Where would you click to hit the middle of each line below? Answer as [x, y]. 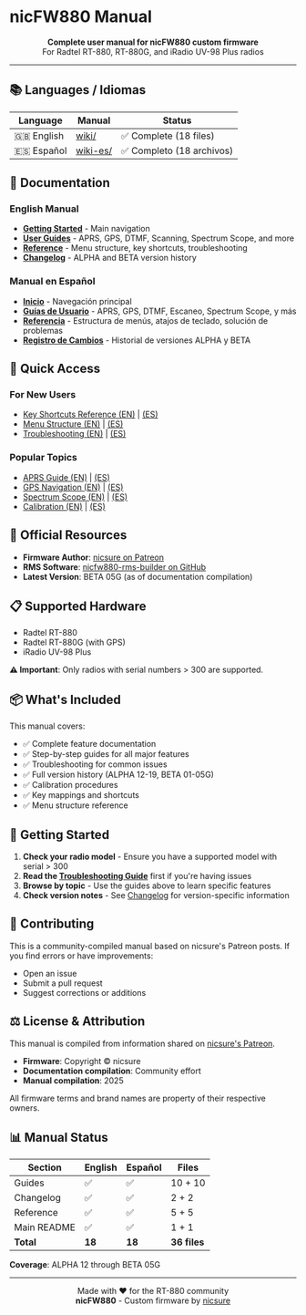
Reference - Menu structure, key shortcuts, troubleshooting [135, 248]
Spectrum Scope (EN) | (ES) [75, 497]
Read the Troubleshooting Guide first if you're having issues [137, 875]
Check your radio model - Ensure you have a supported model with [150, 856]
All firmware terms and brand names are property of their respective [138, 1098]
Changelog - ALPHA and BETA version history [110, 258]
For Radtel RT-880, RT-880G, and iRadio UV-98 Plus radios [153, 51]
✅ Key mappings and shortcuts [81, 795]
